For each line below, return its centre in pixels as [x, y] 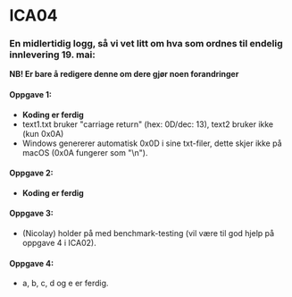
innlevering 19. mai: [52, 55]
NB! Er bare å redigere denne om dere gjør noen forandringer [124, 74]
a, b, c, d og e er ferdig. [65, 284]
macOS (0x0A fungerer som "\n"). [85, 152]
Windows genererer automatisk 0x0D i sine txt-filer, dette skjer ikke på [152, 143]
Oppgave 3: [31, 213]
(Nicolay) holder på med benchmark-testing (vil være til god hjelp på [148, 233]
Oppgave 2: [31, 173]
